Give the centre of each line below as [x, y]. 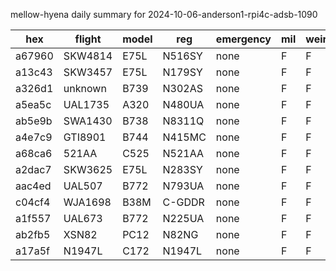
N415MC [184, 137]
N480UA [183, 104]
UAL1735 [86, 104]
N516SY [182, 56]
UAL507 [83, 186]
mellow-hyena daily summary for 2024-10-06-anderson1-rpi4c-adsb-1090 [164, 14]
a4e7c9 [34, 137]
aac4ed [33, 186]
